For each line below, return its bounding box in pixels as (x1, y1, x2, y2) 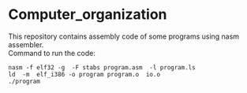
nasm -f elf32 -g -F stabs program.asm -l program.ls (8, 63, 196, 72)
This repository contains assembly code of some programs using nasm (8, 32, 239, 41)
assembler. (8, 39, 44, 49)
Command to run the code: (8, 48, 96, 58)
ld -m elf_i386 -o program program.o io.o (8, 70, 160, 78)
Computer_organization (8, 6, 167, 24)
